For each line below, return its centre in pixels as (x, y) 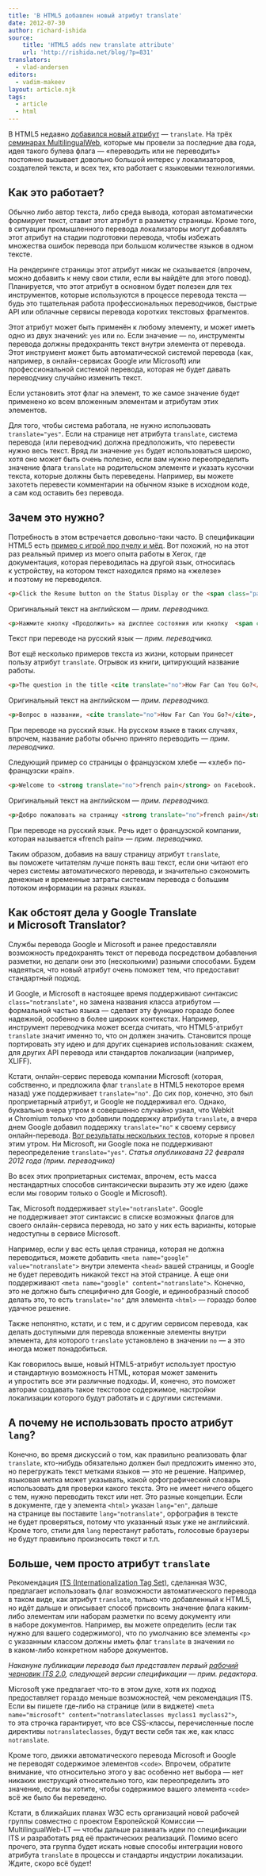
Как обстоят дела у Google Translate (103, 913)
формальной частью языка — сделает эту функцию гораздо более (122, 1010)
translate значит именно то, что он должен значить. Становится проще (130, 1035)
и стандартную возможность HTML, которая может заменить (113, 1372)
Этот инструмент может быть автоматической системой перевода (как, (131, 352)
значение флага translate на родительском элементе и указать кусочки (131, 467)
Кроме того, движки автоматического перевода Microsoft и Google (122, 1755)
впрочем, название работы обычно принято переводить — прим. (119, 738)
